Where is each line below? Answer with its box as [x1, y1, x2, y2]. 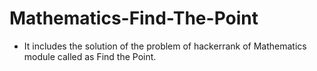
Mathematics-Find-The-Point [9, 7, 259, 30]
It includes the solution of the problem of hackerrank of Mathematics [23, 40, 307, 52]
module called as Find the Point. [23, 50, 157, 62]
